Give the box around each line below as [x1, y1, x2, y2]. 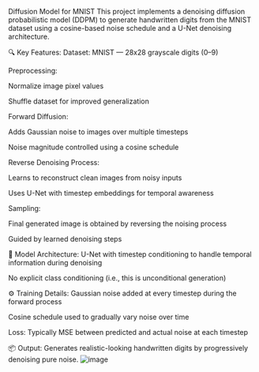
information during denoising [8, 258, 103, 267]
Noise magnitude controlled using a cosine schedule [8, 142, 179, 152]
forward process [8, 297, 62, 306]
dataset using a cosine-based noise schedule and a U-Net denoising [8, 24, 232, 32]
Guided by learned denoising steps [8, 235, 122, 243]
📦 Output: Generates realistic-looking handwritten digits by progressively [8, 344, 249, 352]
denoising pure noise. [8, 355, 79, 364]
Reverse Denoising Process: [8, 158, 100, 167]
